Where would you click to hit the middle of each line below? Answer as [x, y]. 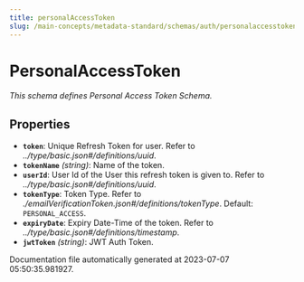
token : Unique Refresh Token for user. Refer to [109, 146]
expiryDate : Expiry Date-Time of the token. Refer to [118, 223]
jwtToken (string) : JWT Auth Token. [88, 242]
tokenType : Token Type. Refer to [82, 194]
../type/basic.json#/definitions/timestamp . [101, 232]
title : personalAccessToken [62, 18]
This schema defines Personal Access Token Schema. [111, 96]
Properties [40, 124]
